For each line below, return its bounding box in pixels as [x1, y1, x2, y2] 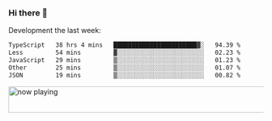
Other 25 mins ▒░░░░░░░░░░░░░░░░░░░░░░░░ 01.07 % [8, 64, 241, 72]
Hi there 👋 [8, 7, 49, 19]
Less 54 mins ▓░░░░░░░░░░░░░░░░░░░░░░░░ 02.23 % [8, 48, 241, 57]
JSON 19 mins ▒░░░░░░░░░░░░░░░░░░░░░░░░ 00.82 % [8, 71, 241, 79]
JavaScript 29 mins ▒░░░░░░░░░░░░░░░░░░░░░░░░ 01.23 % [8, 56, 241, 65]
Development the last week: [8, 26, 101, 35]
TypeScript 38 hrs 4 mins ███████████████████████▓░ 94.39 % [8, 41, 241, 49]
